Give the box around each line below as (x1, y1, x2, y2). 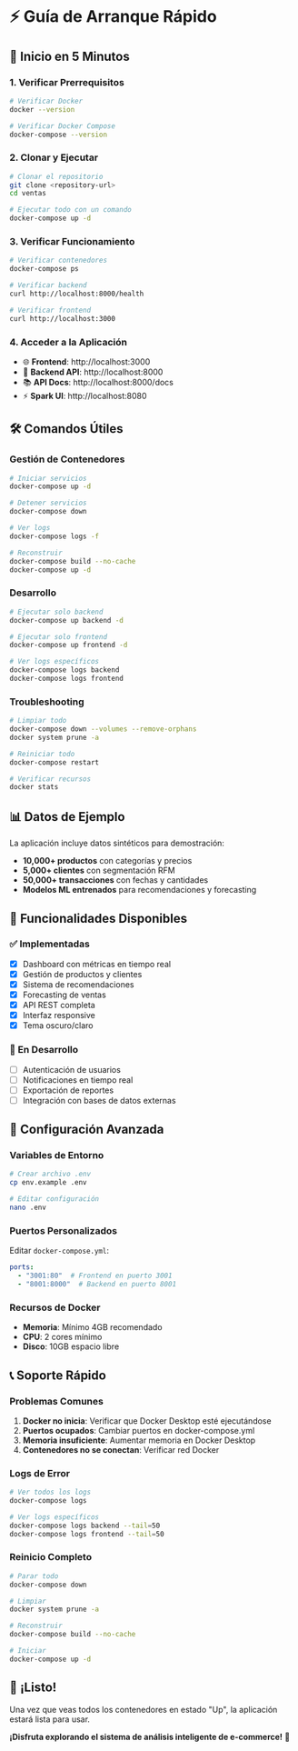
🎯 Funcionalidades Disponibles (9, 910, 188, 926)
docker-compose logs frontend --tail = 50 (9, 1529, 165, 1538)
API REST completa (22, 1000, 95, 1011)
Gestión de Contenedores (9, 453, 125, 465)
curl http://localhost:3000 (9, 314, 116, 323)
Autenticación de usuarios (22, 1064, 121, 1075)
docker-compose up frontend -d (9, 641, 128, 650)
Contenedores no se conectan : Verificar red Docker (22, 1444, 220, 1455)
